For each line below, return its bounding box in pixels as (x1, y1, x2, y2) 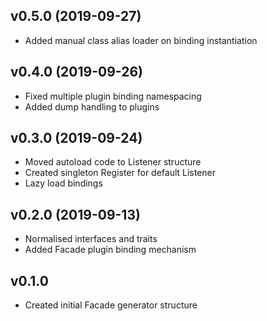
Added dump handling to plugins (24, 100, 160, 113)
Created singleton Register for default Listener (24, 167, 217, 179)
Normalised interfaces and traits (24, 233, 158, 245)
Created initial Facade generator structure (24, 299, 198, 311)
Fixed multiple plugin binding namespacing (24, 90, 202, 102)
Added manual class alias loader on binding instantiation (24, 34, 258, 46)
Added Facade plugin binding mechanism (24, 244, 197, 256)
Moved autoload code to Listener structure (24, 156, 202, 168)
